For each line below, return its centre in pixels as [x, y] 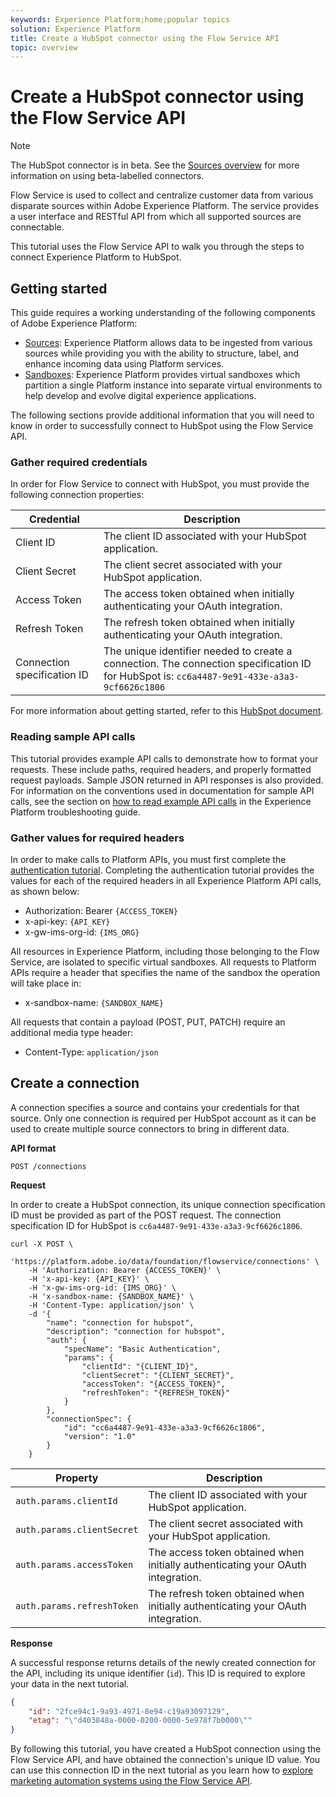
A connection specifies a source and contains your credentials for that [155, 1107]
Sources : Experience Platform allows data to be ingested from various [168, 342]
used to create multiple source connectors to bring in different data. [150, 1128]
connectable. [37, 227]
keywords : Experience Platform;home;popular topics [120, 19]
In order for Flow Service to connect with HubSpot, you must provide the [160, 484]
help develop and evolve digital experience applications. [140, 395]
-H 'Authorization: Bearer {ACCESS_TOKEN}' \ [125, 1270]
